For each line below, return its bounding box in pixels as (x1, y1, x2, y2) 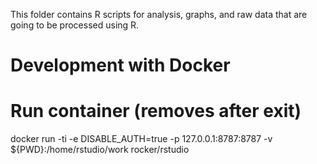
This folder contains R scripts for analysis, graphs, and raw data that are (10, 9, 308, 20)
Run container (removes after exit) (10, 100, 302, 123)
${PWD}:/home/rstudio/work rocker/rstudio (10, 144, 190, 156)
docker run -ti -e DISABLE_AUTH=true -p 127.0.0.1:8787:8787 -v (10, 133, 273, 145)
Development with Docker (10, 54, 231, 77)
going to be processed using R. (10, 19, 140, 31)
